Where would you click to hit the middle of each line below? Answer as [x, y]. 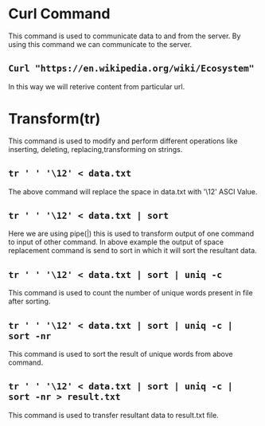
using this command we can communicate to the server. [100, 44]
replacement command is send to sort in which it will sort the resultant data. [132, 251]
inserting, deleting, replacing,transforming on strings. [95, 149]
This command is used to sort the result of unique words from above [121, 354]
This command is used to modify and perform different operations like [123, 141]
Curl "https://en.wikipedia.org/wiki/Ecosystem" [131, 68]
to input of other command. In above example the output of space [116, 242]
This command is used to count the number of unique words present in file [131, 293]
